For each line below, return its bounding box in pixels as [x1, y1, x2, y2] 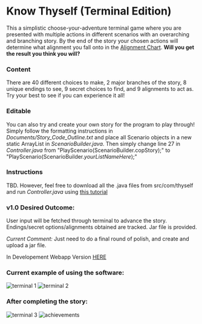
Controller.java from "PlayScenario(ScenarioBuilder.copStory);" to [6, 147, 171, 154]
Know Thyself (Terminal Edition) [6, 4, 172, 18]
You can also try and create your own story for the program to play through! [6, 121, 195, 128]
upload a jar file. [6, 242, 47, 249]
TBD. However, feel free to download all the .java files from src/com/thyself [6, 182, 194, 189]
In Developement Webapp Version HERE [6, 253, 107, 261]
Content [6, 65, 31, 73]
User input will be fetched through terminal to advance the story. [6, 217, 168, 225]
